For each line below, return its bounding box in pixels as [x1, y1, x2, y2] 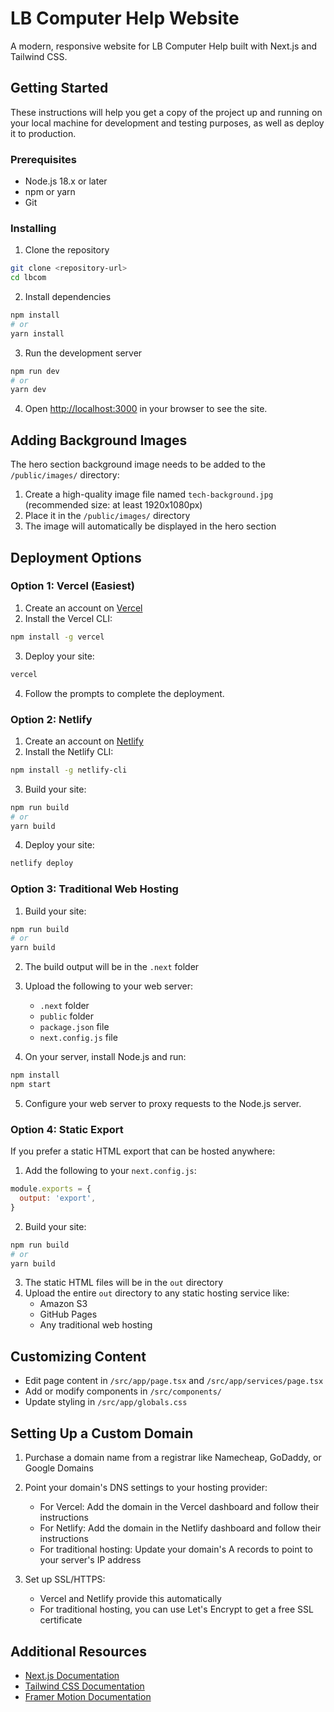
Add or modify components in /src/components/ [24, 1385, 222, 1397]
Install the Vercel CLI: [24, 612, 113, 624]
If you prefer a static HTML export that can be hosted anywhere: [10, 1145, 276, 1157]
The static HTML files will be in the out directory [24, 1277, 223, 1289]
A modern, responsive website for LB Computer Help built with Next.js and [10, 40, 318, 52]
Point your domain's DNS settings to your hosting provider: [24, 1482, 268, 1494]
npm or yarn [24, 186, 76, 198]
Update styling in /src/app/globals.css [24, 1396, 188, 1408]
